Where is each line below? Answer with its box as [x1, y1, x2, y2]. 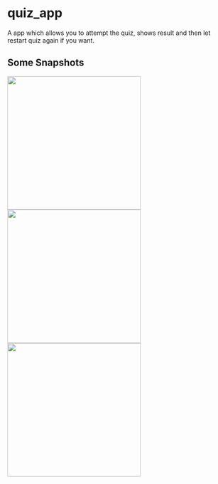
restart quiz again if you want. [7, 36, 94, 44]
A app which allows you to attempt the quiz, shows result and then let [7, 28, 211, 37]
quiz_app [7, 5, 62, 21]
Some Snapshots [7, 57, 85, 69]
